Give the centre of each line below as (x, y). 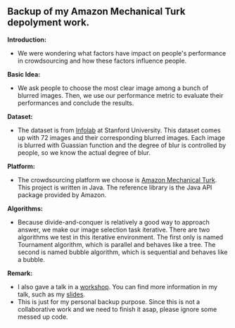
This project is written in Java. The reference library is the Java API (115, 187)
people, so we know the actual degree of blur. (84, 152)
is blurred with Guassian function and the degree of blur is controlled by (122, 145)
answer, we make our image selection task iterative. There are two (114, 229)
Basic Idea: (24, 74)
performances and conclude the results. (76, 103)
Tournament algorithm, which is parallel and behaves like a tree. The (116, 244)
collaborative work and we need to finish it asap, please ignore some (117, 309)
